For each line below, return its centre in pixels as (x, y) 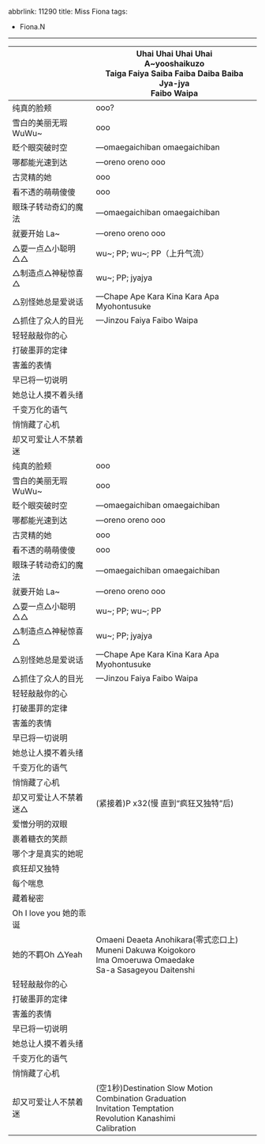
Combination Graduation (141, 1099)
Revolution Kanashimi (136, 1118)
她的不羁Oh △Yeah (47, 955)
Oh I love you (36, 913)
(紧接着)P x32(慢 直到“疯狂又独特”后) (165, 803)
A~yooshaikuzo (175, 64)
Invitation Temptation (135, 1108)
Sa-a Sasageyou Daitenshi (146, 970)
